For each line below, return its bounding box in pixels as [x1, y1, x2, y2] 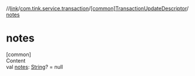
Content [6, 57, 26, 64]
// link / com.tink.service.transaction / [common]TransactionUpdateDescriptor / [6, 5, 189, 12]
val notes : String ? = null [6, 63, 63, 70]
